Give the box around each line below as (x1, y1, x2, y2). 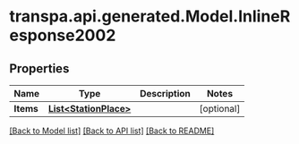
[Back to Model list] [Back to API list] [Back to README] (9, 125, 215, 136)
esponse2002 (9, 25, 116, 46)
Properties (9, 61, 70, 76)
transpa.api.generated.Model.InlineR (9, 6, 291, 27)
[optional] (199, 103, 241, 114)
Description (140, 88, 191, 99)
